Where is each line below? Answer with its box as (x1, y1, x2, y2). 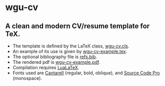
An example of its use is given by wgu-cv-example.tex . (12, 49, 127, 54)
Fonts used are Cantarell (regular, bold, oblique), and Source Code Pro (12, 70, 160, 76)
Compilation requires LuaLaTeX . (12, 65, 80, 70)
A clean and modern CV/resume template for (5, 22, 150, 30)
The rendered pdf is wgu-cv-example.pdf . (12, 59, 101, 65)
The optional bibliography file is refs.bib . (12, 54, 97, 60)
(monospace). (12, 75, 42, 81)
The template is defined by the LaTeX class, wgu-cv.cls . (12, 43, 129, 49)
